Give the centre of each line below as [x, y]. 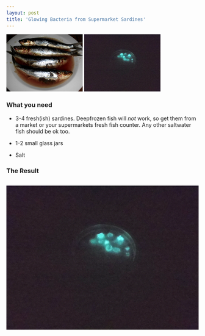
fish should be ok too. [42, 131]
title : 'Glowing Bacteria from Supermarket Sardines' [76, 19]
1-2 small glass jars [39, 143]
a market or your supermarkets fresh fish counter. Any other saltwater [103, 124]
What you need [30, 105]
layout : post [23, 13]
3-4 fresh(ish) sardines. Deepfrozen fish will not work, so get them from [106, 118]
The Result [23, 171]
